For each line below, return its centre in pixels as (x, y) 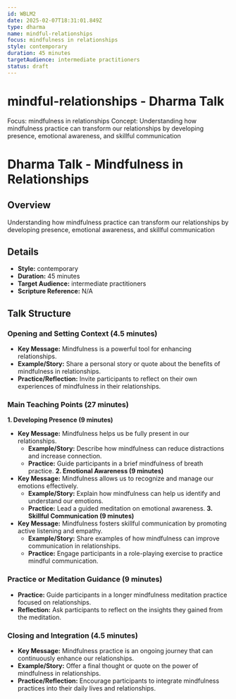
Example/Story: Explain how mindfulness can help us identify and (124, 494)
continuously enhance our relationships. (76, 658)
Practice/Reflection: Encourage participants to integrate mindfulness (118, 681)
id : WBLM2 (22, 14)
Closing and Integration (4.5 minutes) (73, 636)
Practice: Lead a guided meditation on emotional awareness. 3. (120, 509)
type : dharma (26, 27)
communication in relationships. (74, 546)
